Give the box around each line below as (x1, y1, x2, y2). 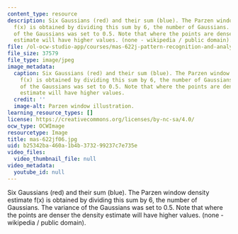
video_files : (7, 149, 46, 156)
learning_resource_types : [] (7, 109, 93, 116)
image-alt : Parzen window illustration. (13, 103, 135, 110)
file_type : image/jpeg (7, 57, 74, 64)
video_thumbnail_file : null (13, 155, 97, 163)
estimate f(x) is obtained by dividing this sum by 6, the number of (7, 196, 198, 204)
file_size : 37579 (7, 50, 59, 57)
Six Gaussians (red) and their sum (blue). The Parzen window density (7, 188, 210, 196)
